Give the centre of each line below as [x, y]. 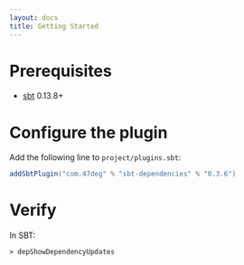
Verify [33, 210]
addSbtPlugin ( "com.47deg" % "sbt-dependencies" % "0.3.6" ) [123, 174]
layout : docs [34, 18]
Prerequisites [61, 71]
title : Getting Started [54, 26]
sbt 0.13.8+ [43, 96]
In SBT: [23, 235]
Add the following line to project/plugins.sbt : [95, 157]
